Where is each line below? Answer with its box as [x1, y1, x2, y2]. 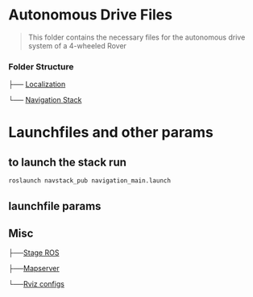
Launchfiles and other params [8, 123, 214, 142]
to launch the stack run [8, 155, 127, 169]
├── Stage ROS [8, 248, 60, 257]
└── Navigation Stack [8, 95, 82, 105]
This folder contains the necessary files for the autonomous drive [27, 32, 246, 42]
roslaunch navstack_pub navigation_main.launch [8, 177, 172, 185]
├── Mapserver [8, 264, 60, 274]
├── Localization [8, 79, 66, 90]
